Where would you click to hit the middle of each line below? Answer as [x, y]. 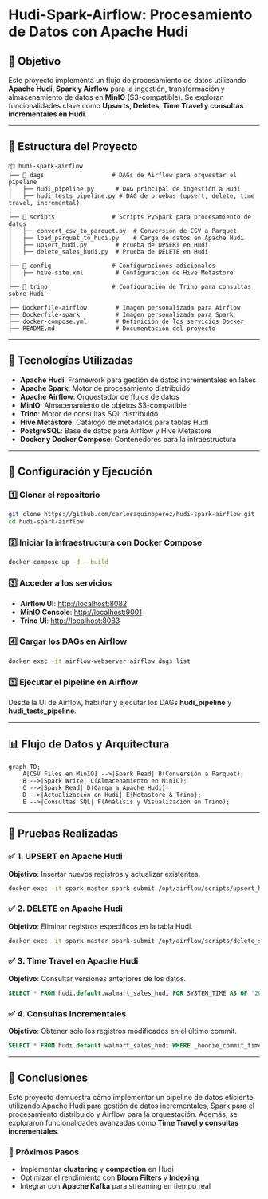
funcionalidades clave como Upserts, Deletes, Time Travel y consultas [126, 106]
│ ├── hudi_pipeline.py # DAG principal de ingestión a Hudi [124, 189]
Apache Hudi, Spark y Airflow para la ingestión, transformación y [116, 89]
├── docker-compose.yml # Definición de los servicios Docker [126, 321]
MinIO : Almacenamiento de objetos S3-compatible [103, 405]
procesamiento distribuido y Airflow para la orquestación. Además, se [123, 1114]
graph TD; [25, 767]
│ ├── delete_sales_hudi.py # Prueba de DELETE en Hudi [108, 252]
